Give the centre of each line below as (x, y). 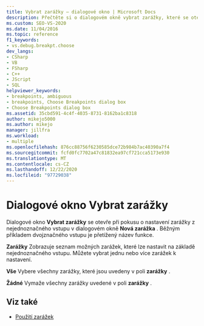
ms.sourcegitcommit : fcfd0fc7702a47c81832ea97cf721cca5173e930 (88, 153)
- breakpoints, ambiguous (39, 96)
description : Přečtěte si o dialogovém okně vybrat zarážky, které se (97, 18)
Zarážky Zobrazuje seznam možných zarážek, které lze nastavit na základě (101, 247)
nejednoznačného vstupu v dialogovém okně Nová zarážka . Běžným (93, 228)
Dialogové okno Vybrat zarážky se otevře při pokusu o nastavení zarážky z (101, 222)
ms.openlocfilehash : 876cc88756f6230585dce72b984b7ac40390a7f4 (88, 147)
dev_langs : (20, 52)
